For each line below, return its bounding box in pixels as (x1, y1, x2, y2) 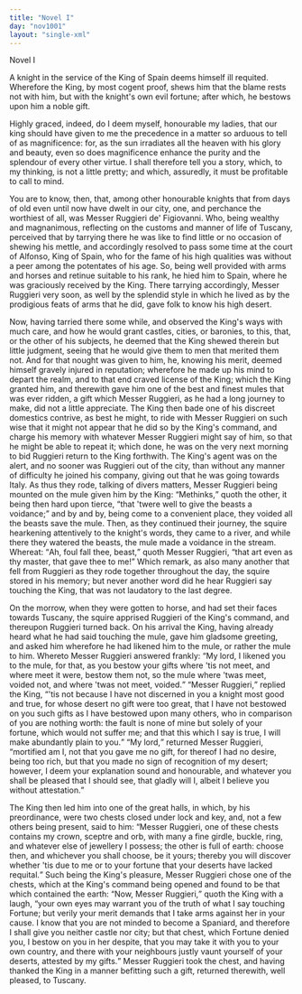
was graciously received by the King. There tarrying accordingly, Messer (9, 280, 279, 291)
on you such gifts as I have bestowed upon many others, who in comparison (9, 708, 293, 719)
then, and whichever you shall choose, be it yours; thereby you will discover (9, 850, 291, 861)
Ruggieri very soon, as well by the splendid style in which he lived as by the (9, 290, 290, 301)
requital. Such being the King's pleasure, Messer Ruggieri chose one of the (9, 869, 292, 880)
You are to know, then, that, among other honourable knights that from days (9, 193, 291, 204)
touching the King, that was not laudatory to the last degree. (9, 585, 233, 596)
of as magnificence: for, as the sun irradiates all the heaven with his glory (9, 137, 281, 149)
